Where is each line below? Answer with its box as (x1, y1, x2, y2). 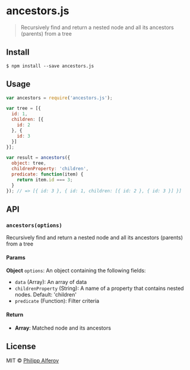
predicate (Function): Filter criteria (14, 298, 100, 305)
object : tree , (11, 160, 46, 167)
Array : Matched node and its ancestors (14, 324, 112, 331)
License (6, 342, 36, 352)
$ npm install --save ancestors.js (6, 63, 94, 69)
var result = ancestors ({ (6, 155, 70, 161)
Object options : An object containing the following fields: (6, 267, 146, 274)
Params (6, 254, 26, 261)
